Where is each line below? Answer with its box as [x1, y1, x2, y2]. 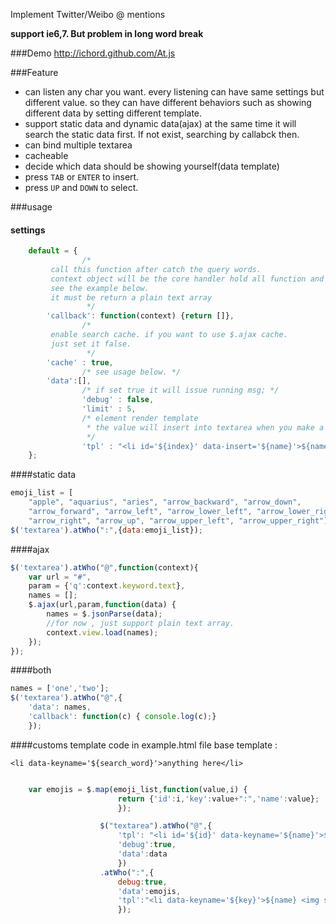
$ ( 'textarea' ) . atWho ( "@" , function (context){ [10, 562, 199, 573]
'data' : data [117, 849, 168, 859]
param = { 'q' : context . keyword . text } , [28, 581, 186, 591]
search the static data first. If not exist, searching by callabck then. [24, 129, 300, 140]
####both [10, 664, 52, 676]
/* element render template [81, 413, 199, 423]
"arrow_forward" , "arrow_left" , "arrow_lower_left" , [28, 507, 253, 517]
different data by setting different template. [24, 107, 203, 119]
